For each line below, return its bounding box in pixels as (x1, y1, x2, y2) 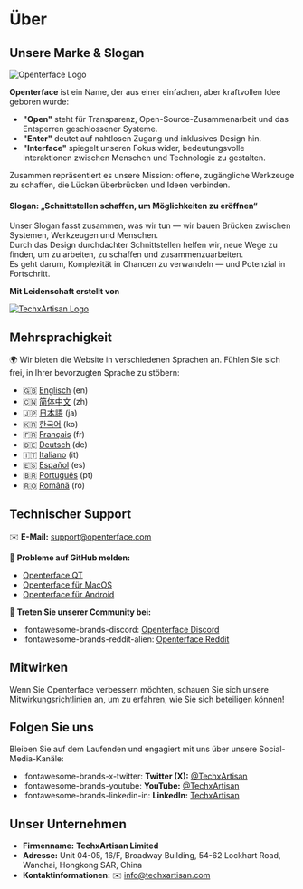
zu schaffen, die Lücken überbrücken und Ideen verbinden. (9, 179, 231, 190)
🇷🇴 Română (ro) (22, 480, 86, 491)
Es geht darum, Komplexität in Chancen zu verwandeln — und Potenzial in (9, 259, 286, 270)
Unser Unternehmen (9, 816, 127, 832)
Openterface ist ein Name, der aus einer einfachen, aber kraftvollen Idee (9, 87, 281, 97)
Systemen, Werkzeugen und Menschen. (9, 230, 159, 241)
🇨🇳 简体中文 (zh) (22, 397, 89, 407)
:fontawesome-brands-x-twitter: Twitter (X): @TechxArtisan (22, 770, 248, 782)
